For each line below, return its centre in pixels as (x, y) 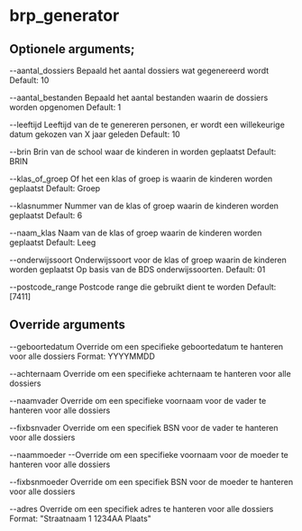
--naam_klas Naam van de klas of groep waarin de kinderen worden (136, 233)
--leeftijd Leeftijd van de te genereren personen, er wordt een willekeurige (147, 124)
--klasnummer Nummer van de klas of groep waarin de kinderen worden (144, 206)
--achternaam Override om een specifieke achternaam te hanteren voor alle (150, 373)
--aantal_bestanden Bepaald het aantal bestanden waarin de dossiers (139, 97)
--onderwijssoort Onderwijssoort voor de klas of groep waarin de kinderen (148, 260)
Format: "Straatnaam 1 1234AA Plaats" (80, 518)
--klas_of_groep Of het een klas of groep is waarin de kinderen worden (141, 179)
